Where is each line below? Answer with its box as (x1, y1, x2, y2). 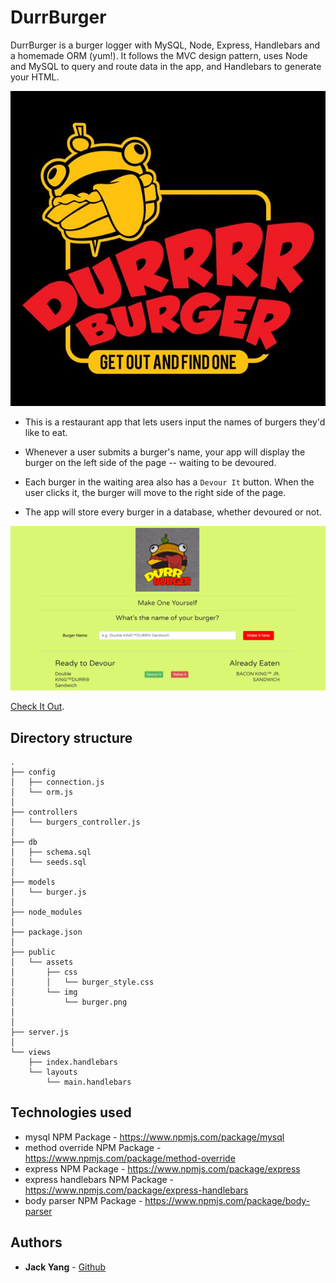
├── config (10, 767, 56, 778)
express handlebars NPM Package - (24, 1173, 175, 1185)
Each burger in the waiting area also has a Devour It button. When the (24, 476, 315, 488)
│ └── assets (10, 957, 74, 968)
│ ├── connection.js (10, 777, 105, 788)
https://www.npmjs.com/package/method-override (24, 1152, 236, 1164)
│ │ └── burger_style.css (10, 977, 155, 988)
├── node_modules (10, 907, 83, 918)
